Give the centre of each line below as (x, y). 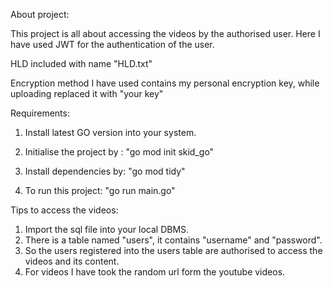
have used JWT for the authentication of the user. (112, 44)
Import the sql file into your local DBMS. (107, 229)
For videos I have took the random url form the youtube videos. (155, 272)
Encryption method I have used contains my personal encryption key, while (165, 83)
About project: (40, 14)
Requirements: (40, 113)
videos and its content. (72, 261)
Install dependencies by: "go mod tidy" (105, 171)
